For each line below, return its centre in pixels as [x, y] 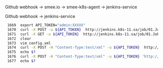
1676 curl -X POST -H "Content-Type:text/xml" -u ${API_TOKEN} [73, 57]
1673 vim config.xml [29, 43]
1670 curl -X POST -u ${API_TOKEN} [44, 29]
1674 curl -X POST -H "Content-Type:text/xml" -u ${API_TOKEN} [73, 48]
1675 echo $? [21, 52]
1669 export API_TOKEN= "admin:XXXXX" [46, 25]
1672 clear [19, 39]
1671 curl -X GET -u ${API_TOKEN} [43, 34]
